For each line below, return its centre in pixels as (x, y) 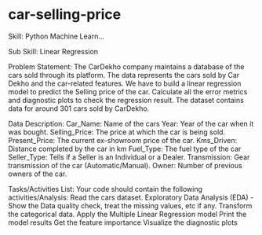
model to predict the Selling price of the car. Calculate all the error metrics (128, 91)
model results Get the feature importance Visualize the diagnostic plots (123, 222)
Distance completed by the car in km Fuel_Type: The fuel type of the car (125, 149)
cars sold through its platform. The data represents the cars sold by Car (124, 75)
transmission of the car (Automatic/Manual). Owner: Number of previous (126, 165)
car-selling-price (65, 15)
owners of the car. (38, 174)
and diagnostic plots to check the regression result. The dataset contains (126, 100)
